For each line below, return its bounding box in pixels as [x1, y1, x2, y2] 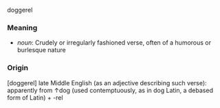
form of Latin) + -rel [7, 93, 63, 102]
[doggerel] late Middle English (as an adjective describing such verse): [7, 78, 208, 87]
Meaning [7, 23, 38, 32]
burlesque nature [16, 46, 67, 54]
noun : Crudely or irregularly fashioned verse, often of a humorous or [16, 39, 212, 47]
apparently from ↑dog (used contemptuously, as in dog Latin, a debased [7, 86, 213, 94]
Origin [7, 63, 29, 73]
